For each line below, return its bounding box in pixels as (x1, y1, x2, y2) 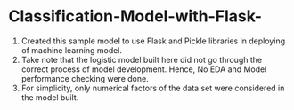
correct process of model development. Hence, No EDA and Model (20, 64, 267, 75)
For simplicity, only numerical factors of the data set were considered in (20, 82, 285, 93)
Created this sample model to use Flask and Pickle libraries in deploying (20, 35, 286, 46)
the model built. (20, 91, 79, 103)
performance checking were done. (20, 73, 149, 83)
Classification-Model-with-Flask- (8, 6, 263, 27)
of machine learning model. (20, 44, 122, 55)
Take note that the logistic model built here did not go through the (20, 54, 263, 65)
